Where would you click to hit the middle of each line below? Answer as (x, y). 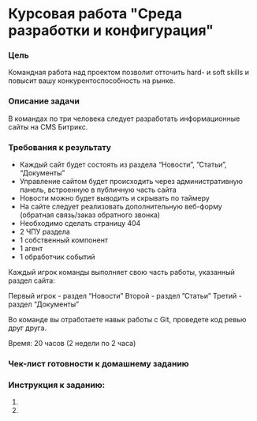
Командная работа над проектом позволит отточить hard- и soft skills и (129, 73)
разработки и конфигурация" (111, 30)
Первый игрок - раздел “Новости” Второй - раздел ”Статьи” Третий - (125, 296)
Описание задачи (44, 101)
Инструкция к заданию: (57, 385)
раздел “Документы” (44, 304)
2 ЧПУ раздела (45, 232)
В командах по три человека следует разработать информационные (124, 118)
